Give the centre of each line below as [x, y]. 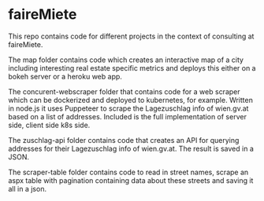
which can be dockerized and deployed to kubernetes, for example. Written [131, 100]
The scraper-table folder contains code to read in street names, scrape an [128, 172]
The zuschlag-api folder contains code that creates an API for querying [124, 140]
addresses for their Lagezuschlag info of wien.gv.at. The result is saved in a [131, 148]
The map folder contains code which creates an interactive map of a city [126, 60]
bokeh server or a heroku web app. [65, 76]
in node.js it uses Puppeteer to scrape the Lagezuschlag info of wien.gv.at [128, 108]
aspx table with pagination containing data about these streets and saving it [131, 180]
